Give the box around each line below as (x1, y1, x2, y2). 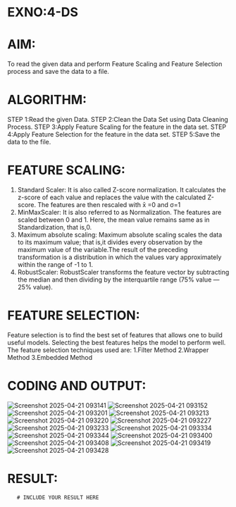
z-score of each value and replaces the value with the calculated (17, 193, 206, 201)
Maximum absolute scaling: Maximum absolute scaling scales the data (17, 230, 223, 239)
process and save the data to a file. (7, 68, 109, 76)
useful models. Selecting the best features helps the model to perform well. (7, 338, 226, 346)
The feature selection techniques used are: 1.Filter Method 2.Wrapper (7, 346, 209, 354)
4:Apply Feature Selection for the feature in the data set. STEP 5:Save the (7, 130, 221, 139)
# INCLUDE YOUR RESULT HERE (16, 494, 99, 501)
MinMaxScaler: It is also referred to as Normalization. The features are (17, 208, 222, 216)
